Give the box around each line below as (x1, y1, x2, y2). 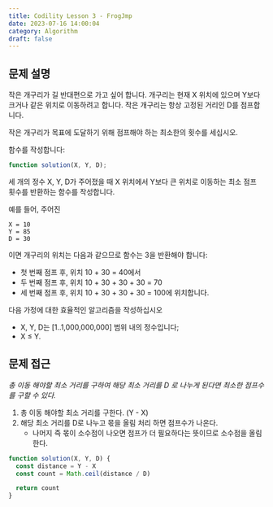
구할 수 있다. (16, 390, 57, 400)
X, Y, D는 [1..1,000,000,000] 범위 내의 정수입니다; (19, 322, 180, 332)
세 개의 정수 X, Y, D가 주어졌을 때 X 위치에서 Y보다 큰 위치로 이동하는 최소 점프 (8, 177, 258, 186)
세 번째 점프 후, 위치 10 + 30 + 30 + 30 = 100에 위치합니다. (19, 287, 210, 297)
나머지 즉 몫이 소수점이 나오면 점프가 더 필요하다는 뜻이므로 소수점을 (32, 428, 248, 438)
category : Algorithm (8, 27, 79, 35)
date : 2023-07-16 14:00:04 (8, 20, 100, 28)
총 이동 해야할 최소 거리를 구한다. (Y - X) (19, 408, 149, 417)
